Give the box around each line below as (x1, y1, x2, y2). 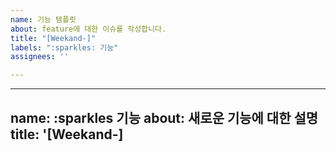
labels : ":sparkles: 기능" (10, 42, 119, 53)
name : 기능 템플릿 (10, 14, 77, 25)
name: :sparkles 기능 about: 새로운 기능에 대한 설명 (10, 109, 319, 126)
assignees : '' (10, 52, 70, 62)
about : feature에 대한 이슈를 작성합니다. (10, 24, 167, 34)
